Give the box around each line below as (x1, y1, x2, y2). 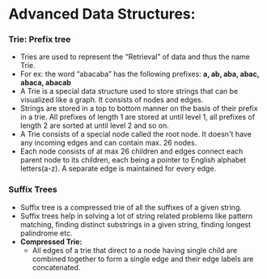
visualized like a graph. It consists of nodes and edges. (19, 95, 204, 105)
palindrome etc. (19, 228, 73, 238)
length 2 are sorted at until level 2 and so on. (19, 120, 169, 130)
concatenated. (32, 262, 81, 272)
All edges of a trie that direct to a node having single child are (32, 245, 238, 255)
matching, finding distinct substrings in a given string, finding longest (19, 219, 252, 229)
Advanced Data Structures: (8, 5, 196, 23)
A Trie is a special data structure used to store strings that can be (19, 87, 239, 96)
